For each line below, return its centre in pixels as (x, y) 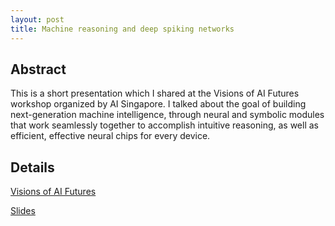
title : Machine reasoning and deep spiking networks (122, 29)
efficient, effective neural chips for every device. (110, 136)
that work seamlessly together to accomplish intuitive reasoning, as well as (164, 125)
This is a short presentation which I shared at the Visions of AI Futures (155, 93)
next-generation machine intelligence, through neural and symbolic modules (167, 115)
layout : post (37, 19)
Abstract (38, 69)
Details (32, 167)
